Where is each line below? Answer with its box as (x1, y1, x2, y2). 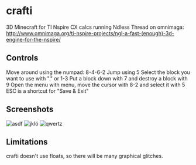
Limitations (6, 137, 48, 147)
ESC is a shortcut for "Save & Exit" (6, 87, 89, 95)
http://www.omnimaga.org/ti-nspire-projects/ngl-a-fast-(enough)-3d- (6, 29, 174, 36)
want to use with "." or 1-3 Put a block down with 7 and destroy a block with (6, 75, 188, 82)
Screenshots (6, 105, 54, 115)
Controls (6, 53, 39, 63)
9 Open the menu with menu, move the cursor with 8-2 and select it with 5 (6, 81, 185, 88)
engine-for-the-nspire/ (6, 36, 61, 43)
